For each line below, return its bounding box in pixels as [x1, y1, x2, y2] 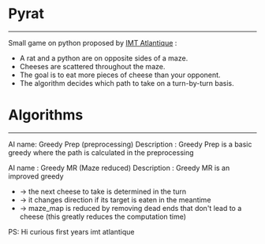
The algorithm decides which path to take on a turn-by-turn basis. [19, 78, 234, 87]
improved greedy [8, 171, 65, 181]
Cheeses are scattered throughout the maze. [19, 61, 166, 71]
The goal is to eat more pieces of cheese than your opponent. [19, 70, 221, 79]
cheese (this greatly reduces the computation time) [19, 212, 187, 221]
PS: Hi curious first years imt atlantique [8, 227, 135, 236]
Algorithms [8, 106, 84, 124]
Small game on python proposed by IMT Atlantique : [8, 38, 177, 47]
